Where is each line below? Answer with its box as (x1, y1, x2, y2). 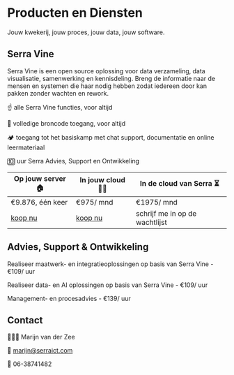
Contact (7, 314, 43, 326)
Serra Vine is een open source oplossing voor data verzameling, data (7, 66, 205, 75)
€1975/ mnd (135, 197, 178, 207)
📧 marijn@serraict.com (7, 346, 73, 355)
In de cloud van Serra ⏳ (139, 178, 219, 188)
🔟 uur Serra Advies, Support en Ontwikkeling (7, 156, 140, 165)
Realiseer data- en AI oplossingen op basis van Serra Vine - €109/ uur (7, 281, 208, 289)
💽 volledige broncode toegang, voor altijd (7, 119, 126, 127)
